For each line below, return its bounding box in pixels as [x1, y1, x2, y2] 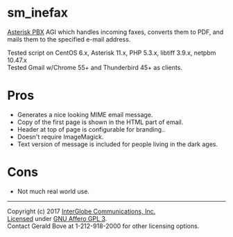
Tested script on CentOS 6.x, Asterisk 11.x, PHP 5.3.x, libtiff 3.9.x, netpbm [7, 49, 216, 57]
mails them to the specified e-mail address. [7, 35, 131, 43]
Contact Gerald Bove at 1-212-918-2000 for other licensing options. [7, 222, 200, 230]
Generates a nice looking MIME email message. [17, 110, 153, 119]
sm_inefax [7, 5, 68, 21]
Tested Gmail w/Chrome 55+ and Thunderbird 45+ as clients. [7, 63, 182, 71]
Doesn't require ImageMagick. [17, 132, 104, 141]
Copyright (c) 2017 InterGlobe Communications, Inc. [7, 207, 156, 216]
